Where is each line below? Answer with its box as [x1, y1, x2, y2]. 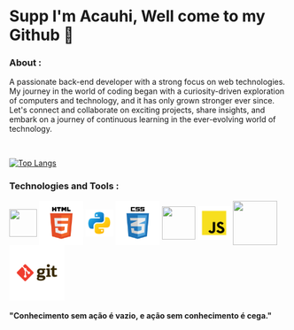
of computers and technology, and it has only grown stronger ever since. [9, 96, 275, 106]
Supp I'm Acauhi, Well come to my [9, 6, 266, 27]
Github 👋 [9, 25, 74, 45]
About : [9, 57, 43, 69]
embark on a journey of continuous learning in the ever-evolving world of [9, 114, 276, 125]
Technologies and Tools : [9, 180, 120, 192]
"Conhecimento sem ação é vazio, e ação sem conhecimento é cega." [9, 311, 273, 321]
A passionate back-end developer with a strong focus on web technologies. [9, 77, 286, 88]
